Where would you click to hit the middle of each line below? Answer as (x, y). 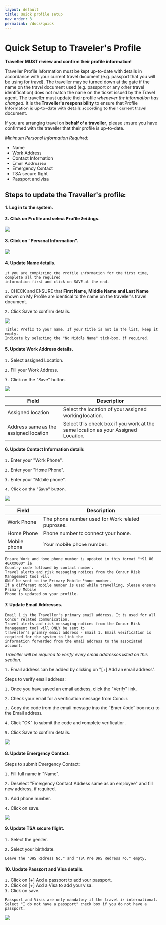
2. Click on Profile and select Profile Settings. (52, 218)
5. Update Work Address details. (39, 349)
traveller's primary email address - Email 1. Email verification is (78, 633)
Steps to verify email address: (35, 679)
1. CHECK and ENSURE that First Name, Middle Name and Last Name (77, 291)
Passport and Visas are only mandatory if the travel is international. (82, 900)
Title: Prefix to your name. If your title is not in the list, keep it (82, 329)
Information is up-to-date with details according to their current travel (76, 108)
